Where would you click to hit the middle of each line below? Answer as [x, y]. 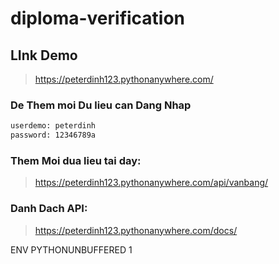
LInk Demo [44, 55]
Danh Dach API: [49, 209]
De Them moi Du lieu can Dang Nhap [101, 105]
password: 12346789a [53, 135]
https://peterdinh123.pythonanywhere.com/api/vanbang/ [151, 183]
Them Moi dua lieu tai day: [76, 160]
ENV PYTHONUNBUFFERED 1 [71, 249]
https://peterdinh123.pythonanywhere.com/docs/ [136, 230]
